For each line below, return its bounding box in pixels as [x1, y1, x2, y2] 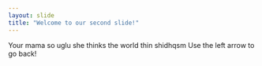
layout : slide [8, 11, 55, 20]
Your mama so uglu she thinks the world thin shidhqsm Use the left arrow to [8, 40, 255, 49]
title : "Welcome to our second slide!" [8, 19, 140, 27]
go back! [8, 49, 37, 58]
